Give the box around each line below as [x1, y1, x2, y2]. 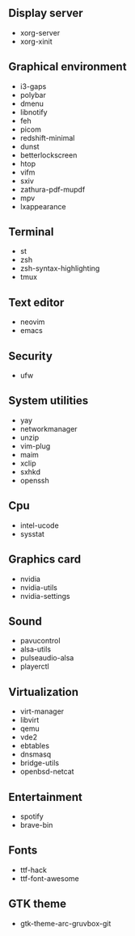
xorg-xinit [19, 36, 53, 46]
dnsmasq [19, 749, 52, 759]
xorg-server [19, 27, 61, 37]
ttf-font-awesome [19, 873, 79, 883]
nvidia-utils [19, 582, 58, 592]
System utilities [8, 394, 89, 407]
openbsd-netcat [19, 767, 74, 777]
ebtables [19, 741, 50, 751]
